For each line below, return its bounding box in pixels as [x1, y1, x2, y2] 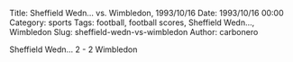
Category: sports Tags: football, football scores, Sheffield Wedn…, [9, 17, 255, 28]
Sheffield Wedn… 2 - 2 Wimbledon [9, 44, 138, 55]
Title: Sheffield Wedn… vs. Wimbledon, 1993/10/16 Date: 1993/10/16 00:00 [9, 8, 284, 18]
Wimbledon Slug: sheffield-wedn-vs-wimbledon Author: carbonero [9, 27, 259, 37]
